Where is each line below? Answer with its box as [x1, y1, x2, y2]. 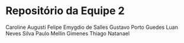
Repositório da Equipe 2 [5, 4, 125, 18]
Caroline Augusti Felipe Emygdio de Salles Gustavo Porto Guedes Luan [5, 24, 178, 31]
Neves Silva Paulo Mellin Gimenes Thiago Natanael [5, 29, 130, 37]
